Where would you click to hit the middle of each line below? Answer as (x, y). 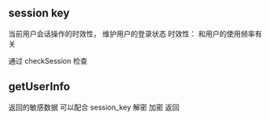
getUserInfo (39, 87)
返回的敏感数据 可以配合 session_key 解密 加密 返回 (94, 107)
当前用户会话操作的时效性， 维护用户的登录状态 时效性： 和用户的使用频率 (132, 33)
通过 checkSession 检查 (48, 60)
